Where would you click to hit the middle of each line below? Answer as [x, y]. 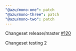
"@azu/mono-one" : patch [30, 10]
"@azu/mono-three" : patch [32, 14]
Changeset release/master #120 [38, 33]
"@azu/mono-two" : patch [30, 19]
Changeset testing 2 [26, 43]
